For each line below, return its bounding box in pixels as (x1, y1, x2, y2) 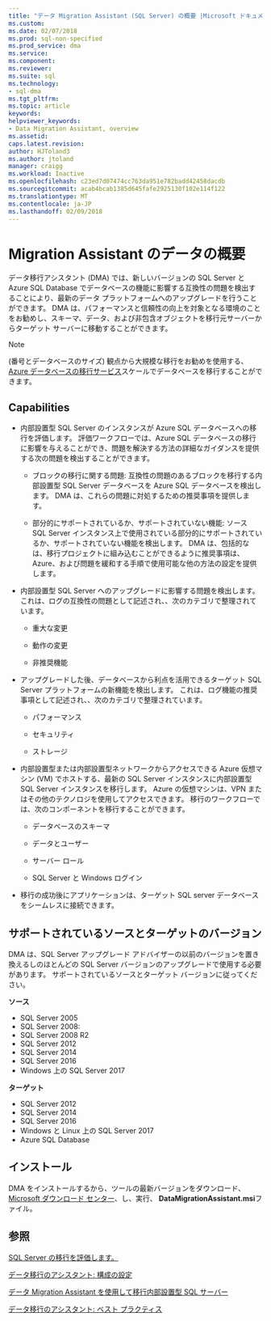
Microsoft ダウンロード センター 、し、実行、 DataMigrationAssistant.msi (8, 1193, 256, 1203)
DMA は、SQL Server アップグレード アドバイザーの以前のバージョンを (8, 949, 246, 959)
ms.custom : (8, 19, 45, 28)
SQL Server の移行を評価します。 (8, 1252, 119, 1262)
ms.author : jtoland (8, 155, 74, 163)
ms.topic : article (8, 102, 70, 110)
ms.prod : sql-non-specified (8, 34, 103, 43)
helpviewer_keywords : (8, 117, 81, 125)
